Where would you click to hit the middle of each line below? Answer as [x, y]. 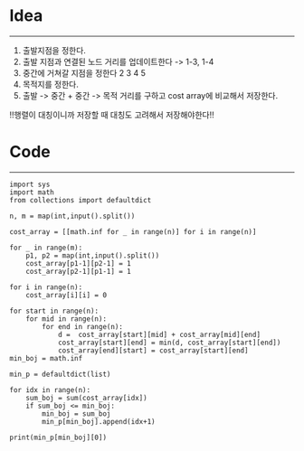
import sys [30, 184]
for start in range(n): [54, 311]
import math [32, 192]
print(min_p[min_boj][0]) [58, 437]
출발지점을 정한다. [54, 50]
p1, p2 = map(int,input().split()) [93, 255]
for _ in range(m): [46, 248]
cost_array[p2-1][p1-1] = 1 [78, 271]
